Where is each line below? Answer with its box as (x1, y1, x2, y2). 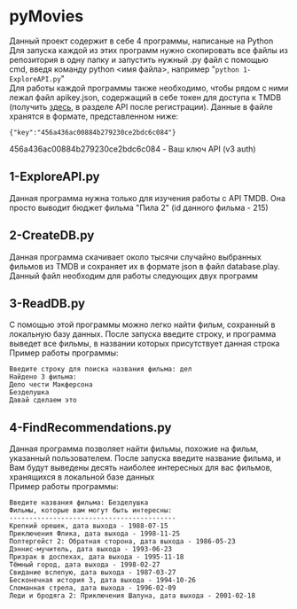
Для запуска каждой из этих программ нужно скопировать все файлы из (9, 44, 288, 55)
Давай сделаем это (9, 396, 77, 405)
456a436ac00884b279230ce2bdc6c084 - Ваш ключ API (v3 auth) (9, 144, 256, 154)
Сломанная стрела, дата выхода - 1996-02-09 (9, 583, 176, 593)
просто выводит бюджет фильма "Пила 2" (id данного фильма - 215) (9, 202, 269, 213)
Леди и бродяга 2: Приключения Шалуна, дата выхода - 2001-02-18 (9, 591, 255, 600)
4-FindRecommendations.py (9, 419, 172, 435)
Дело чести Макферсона (9, 380, 93, 389)
